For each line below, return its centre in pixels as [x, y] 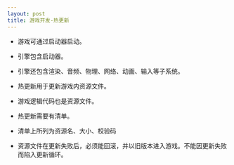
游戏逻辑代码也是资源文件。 [58, 101]
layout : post [26, 14]
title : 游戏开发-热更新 [38, 20]
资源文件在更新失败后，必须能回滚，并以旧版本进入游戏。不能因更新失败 [122, 145]
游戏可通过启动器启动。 [51, 41]
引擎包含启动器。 [42, 56]
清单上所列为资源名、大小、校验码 [67, 131]
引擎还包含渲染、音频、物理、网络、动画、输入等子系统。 [100, 71]
